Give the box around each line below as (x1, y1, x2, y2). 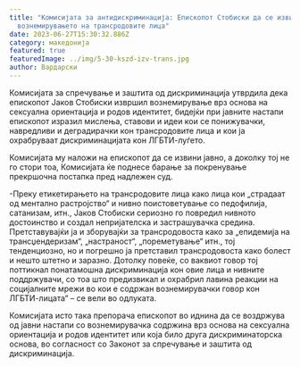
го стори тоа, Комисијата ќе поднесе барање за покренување (9, 162, 247, 172)
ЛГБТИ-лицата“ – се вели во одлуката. (9, 292, 157, 304)
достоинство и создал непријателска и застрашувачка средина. (9, 216, 255, 228)
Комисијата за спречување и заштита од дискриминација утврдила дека (9, 87, 288, 98)
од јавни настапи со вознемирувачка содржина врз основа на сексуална (9, 319, 290, 330)
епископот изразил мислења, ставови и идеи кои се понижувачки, (9, 115, 266, 126)
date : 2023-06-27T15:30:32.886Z (9, 29, 129, 38)
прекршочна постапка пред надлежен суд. (9, 171, 173, 181)
